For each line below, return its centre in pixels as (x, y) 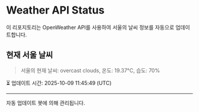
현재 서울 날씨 (30, 55)
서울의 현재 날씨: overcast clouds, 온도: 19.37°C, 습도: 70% (90, 70)
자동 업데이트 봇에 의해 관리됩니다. (46, 103)
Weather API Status (55, 10)
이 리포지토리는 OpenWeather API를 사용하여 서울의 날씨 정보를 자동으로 (90, 27)
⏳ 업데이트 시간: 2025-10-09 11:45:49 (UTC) (59, 83)
